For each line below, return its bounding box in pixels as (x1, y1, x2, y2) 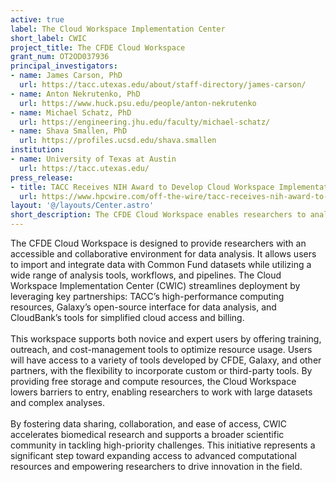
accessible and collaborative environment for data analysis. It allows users (10, 248, 317, 260)
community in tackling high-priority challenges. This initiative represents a (10, 439, 316, 451)
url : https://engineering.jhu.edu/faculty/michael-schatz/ (19, 117, 271, 127)
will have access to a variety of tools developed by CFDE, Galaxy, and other (10, 354, 322, 366)
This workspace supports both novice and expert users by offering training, (10, 333, 322, 345)
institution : (10, 145, 65, 155)
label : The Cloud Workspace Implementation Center (10, 24, 226, 34)
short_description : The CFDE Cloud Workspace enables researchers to (10, 210, 307, 220)
